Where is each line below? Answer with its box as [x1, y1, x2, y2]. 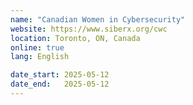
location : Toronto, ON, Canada [10, 33, 141, 43]
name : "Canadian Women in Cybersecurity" [10, 14, 186, 25]
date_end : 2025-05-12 [10, 79, 110, 90]
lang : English [10, 52, 70, 62]
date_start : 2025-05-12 [10, 70, 110, 80]
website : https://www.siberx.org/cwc [10, 24, 168, 34]
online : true [10, 42, 65, 53]
